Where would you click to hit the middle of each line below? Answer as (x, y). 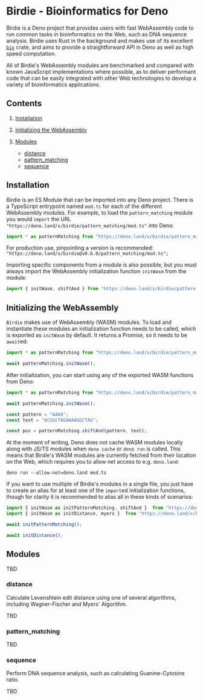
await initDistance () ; (35, 535)
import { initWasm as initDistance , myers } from (71, 514)
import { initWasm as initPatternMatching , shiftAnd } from (85, 508)
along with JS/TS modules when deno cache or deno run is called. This (94, 449)
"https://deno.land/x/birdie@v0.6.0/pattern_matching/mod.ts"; (88, 254)
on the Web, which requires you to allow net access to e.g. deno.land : (93, 462)
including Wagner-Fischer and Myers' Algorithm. (67, 604)
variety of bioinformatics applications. (53, 84)
